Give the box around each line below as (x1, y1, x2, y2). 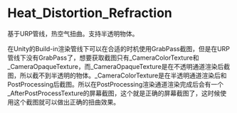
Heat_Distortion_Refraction (7, 5, 173, 21)
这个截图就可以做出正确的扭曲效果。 (13, 97, 120, 106)
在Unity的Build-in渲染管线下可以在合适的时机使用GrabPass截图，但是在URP (7, 44, 230, 53)
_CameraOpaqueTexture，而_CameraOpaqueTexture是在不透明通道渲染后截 (7, 62, 230, 70)
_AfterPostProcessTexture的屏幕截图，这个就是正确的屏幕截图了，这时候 (7, 89, 221, 97)
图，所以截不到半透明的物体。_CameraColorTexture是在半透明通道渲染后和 (7, 71, 227, 80)
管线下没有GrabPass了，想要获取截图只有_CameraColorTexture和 (7, 53, 199, 62)
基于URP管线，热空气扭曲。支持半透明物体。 (7, 29, 139, 38)
